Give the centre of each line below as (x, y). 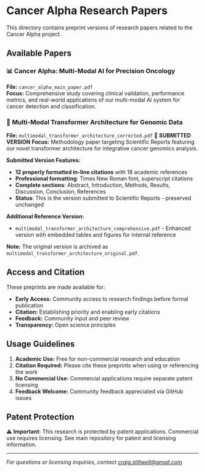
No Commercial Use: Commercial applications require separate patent (104, 378)
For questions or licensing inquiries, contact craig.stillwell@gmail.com (94, 462)
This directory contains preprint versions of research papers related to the (100, 28)
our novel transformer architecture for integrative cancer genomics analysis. (102, 148)
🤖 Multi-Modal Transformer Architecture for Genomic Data (95, 122)
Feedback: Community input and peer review (72, 318)
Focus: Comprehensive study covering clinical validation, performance (95, 93)
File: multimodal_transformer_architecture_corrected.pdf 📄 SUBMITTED (99, 135)
